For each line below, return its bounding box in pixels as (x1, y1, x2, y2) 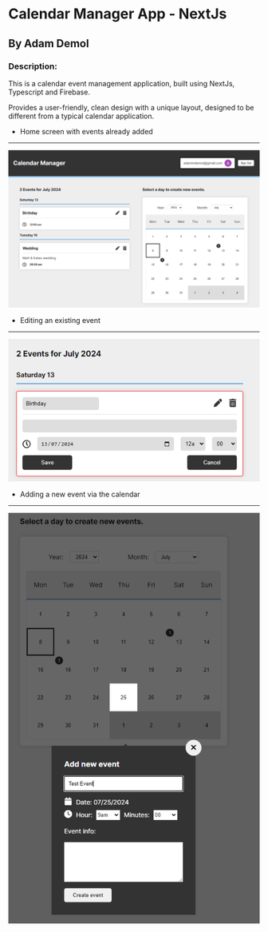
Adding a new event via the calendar (19, 489, 141, 500)
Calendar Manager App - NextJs (8, 5, 227, 23)
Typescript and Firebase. (8, 87, 90, 97)
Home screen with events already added (19, 126, 153, 136)
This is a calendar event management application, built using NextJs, (8, 78, 235, 88)
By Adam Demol (8, 37, 89, 50)
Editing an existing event (19, 316, 101, 325)
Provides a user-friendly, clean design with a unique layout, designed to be (8, 102, 254, 112)
